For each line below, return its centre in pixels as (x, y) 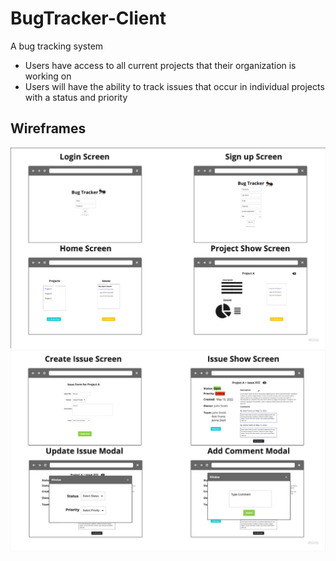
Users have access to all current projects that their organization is (160, 65)
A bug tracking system (57, 46)
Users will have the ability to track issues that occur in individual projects (174, 86)
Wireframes (48, 128)
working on (48, 76)
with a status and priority (76, 97)
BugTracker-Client (88, 18)
